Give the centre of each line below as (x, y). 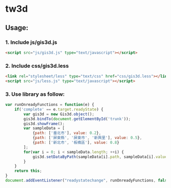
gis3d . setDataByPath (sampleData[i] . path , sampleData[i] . (94, 157)
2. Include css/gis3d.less (37, 66)
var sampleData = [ (44, 128)
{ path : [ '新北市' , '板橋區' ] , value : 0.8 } (76, 143)
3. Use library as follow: (35, 94)
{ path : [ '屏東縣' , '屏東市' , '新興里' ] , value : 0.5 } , (87, 138)
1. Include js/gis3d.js (31, 42)
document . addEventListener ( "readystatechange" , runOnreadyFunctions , (81, 181)
